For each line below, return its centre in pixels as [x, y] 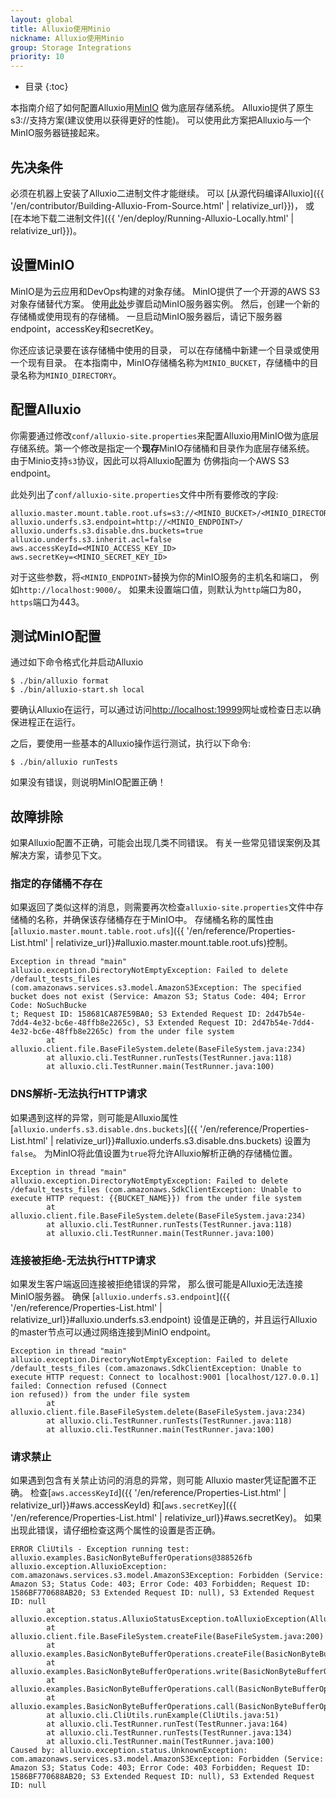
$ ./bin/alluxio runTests [64, 762]
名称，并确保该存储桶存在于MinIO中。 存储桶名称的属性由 [155, 920]
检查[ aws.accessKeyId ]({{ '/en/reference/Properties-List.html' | [158, 1493]
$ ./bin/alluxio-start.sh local [77, 690]
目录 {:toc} [46, 87]
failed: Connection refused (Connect [89, 1386]
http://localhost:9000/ [68, 590]
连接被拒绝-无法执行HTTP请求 [83, 1260]
